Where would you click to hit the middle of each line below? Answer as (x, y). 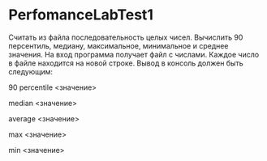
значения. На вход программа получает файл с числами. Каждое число (134, 54)
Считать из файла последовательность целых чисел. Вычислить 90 (126, 37)
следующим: (31, 71)
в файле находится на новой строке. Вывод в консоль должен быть (126, 63)
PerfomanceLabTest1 (81, 15)
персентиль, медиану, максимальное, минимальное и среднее (118, 45)
